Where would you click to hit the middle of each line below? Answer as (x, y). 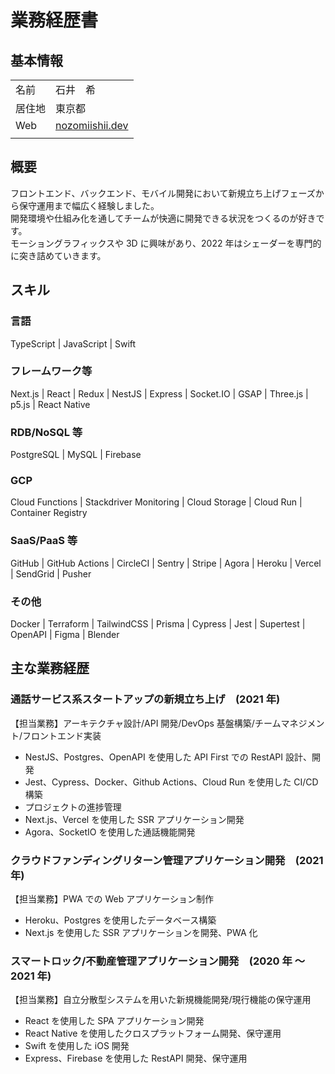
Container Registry (49, 513)
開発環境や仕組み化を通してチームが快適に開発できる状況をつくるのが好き (163, 218)
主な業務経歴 (50, 668)
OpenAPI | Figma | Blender (65, 634)
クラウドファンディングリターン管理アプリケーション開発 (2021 (167, 860)
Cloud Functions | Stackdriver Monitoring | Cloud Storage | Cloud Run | (156, 502)
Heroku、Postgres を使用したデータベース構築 (120, 920)
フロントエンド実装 (62, 735)
